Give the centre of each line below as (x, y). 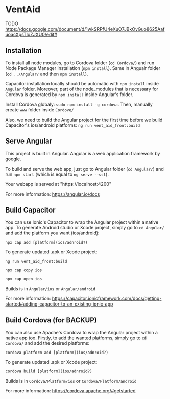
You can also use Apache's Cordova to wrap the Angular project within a (82, 333)
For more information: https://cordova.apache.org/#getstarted (71, 391)
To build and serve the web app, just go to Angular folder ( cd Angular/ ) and (85, 169)
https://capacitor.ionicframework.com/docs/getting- (107, 299)
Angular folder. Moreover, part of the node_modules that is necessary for (82, 89)
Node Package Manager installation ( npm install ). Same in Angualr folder (83, 68)
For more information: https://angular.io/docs (53, 194)
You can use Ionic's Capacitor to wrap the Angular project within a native (82, 222)
